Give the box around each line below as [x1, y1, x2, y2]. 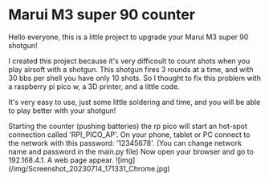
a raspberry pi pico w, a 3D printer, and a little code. [8, 82, 181, 91]
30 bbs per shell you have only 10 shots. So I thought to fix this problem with [8, 73, 261, 82]
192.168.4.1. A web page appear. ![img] [8, 155, 136, 165]
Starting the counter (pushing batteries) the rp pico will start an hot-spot [8, 121, 247, 131]
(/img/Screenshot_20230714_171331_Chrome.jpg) [8, 163, 170, 173]
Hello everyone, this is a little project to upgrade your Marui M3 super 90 [8, 32, 249, 42]
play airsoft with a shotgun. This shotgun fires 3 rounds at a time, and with [8, 64, 255, 74]
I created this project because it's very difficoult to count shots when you [8, 56, 251, 66]
